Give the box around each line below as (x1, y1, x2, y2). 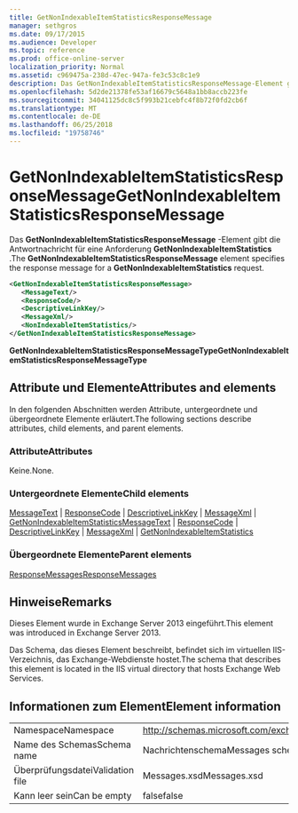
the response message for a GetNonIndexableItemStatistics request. (9, 262, 264, 273)
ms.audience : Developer (9, 37, 98, 47)
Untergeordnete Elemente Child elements (9, 487, 189, 499)
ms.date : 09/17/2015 (9, 29, 86, 38)
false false (142, 790, 184, 802)
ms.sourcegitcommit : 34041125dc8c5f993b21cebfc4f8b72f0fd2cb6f (9, 95, 248, 105)
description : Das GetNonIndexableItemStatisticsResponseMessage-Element (9, 79, 284, 88)
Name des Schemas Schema (13, 738, 131, 751)
